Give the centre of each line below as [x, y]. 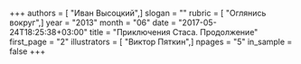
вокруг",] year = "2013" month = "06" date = [93, 23]
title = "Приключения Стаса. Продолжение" [174, 32]
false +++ [28, 51]
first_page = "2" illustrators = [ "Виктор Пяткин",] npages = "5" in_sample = [151, 41]
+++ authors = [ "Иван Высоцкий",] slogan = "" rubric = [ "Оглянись [138, 13]
